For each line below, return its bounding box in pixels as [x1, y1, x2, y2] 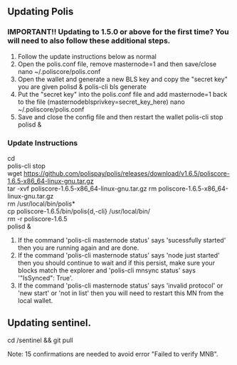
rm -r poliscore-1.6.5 [7, 214, 68, 223]
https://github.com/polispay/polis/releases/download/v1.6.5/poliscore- [23, 169, 230, 177]
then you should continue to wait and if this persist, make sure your [17, 258, 216, 267]
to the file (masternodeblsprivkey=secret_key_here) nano [17, 97, 185, 106]
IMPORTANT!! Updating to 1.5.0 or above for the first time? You [7, 27, 229, 37]
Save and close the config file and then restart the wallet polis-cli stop [17, 112, 223, 121]
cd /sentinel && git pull [7, 336, 73, 344]
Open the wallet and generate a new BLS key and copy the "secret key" [17, 75, 228, 83]
